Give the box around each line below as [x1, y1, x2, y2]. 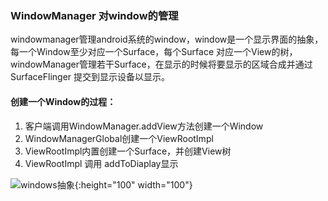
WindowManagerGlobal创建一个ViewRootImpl [24, 132, 214, 144]
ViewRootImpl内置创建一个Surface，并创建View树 [24, 145, 232, 157]
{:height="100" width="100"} [74, 178, 193, 191]
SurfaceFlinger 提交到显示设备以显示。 [10, 71, 171, 83]
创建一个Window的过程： [10, 95, 117, 107]
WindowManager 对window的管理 [10, 8, 179, 22]
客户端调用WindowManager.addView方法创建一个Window [24, 120, 264, 132]
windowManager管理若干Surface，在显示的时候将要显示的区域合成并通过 [10, 58, 313, 71]
